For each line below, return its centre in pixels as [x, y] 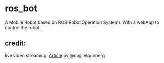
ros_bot [21, 9]
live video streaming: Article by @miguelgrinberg [55, 55]
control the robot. [23, 27]
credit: [16, 43]
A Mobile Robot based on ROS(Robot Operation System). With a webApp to [82, 22]
